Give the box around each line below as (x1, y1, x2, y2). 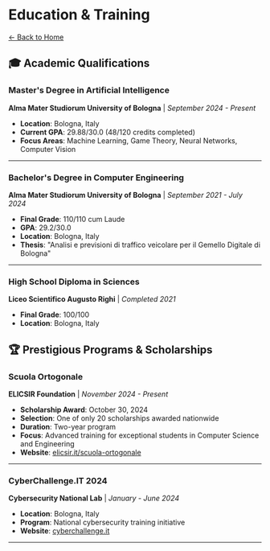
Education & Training (8, 6, 150, 24)
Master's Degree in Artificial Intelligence (8, 84, 170, 96)
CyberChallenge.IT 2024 (8, 475, 108, 486)
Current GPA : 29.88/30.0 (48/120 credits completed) (19, 127, 195, 137)
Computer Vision (19, 144, 76, 154)
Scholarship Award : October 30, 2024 (19, 405, 149, 414)
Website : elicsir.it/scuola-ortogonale (19, 447, 142, 457)
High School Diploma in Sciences (8, 276, 140, 287)
